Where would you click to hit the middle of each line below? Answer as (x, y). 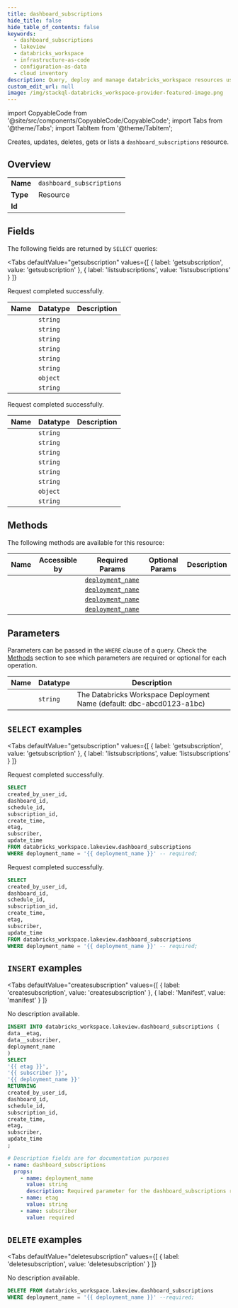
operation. (22, 665)
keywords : (22, 34)
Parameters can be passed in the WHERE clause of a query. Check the (107, 650)
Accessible (58, 560)
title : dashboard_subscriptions (55, 14)
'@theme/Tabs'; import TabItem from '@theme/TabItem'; (90, 128)
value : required (50, 1217)
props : (23, 1171)
